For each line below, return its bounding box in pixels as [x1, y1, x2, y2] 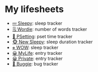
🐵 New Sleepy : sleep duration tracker [12, 39, 93, 45]
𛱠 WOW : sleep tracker [12, 44, 59, 50]
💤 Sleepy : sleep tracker [12, 20, 62, 26]
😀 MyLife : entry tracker [12, 50, 63, 56]
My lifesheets [5, 4, 64, 15]
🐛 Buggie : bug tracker [12, 60, 58, 66]
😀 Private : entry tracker [12, 55, 63, 61]
